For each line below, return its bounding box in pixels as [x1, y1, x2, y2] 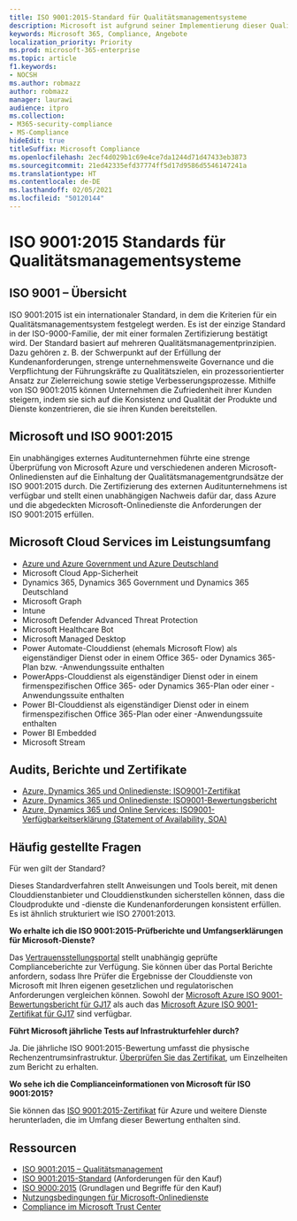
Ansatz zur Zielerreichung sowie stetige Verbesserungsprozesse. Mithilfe [9, 375, 277, 386]
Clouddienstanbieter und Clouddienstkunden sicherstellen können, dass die [9, 890, 286, 901]
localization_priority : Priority [9, 37, 133, 47]
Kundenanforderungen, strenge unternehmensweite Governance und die [9, 356, 274, 367]
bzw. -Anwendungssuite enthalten [40, 661, 165, 672]
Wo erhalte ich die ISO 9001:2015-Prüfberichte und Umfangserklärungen [9, 925, 284, 936]
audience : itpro [9, 104, 69, 112]
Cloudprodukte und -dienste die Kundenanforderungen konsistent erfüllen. [9, 899, 282, 910]
